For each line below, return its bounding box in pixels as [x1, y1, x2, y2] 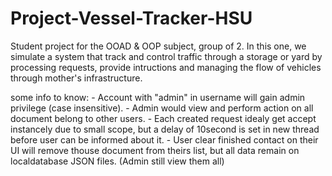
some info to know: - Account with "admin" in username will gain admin [10, 91, 306, 103]
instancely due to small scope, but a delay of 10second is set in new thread [10, 123, 320, 135]
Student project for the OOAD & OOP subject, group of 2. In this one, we [10, 40, 307, 52]
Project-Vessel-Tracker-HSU [10, 7, 253, 30]
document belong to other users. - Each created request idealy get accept [10, 112, 317, 124]
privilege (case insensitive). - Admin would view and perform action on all [10, 102, 314, 114]
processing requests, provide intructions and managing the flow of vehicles [10, 61, 322, 73]
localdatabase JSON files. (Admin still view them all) [10, 155, 225, 167]
